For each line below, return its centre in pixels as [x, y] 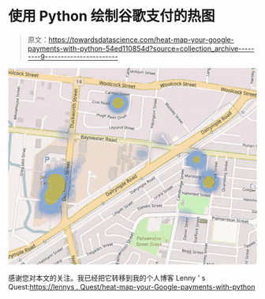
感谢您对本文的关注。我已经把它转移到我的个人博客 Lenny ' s [107, 278]
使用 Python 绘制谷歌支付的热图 [112, 16]
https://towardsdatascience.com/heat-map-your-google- [141, 40]
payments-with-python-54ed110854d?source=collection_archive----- [141, 48]
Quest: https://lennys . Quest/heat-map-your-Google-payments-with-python [132, 287]
